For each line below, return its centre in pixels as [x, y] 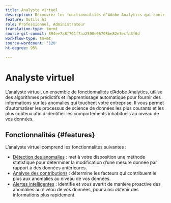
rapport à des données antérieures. [50, 168]
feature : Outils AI [26, 19]
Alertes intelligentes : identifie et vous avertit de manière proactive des [87, 184]
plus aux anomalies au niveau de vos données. [62, 179]
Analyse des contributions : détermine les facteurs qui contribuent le [84, 173]
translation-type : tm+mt [32, 29]
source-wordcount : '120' [32, 43]
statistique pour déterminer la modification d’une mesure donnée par [85, 162]
